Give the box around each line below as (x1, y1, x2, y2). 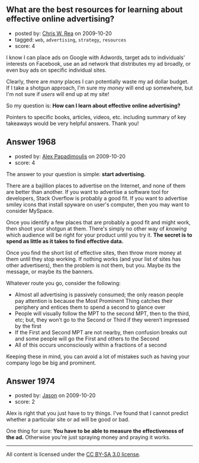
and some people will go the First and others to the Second (14, 335, 159, 342)
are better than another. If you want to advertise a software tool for (6, 188, 169, 195)
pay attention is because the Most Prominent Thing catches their (14, 297, 173, 304)
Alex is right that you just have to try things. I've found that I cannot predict (6, 410, 188, 417)
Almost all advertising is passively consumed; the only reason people (14, 290, 184, 298)
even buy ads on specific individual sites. (6, 66, 107, 74)
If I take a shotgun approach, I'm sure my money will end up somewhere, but (6, 84, 193, 91)
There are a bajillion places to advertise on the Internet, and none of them (6, 182, 185, 189)
